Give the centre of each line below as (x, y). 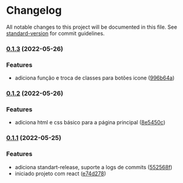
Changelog (34, 10)
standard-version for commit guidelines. (55, 33)
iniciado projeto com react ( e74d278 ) (60, 173)
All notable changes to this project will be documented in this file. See (92, 27)
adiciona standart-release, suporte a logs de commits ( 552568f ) (94, 167)
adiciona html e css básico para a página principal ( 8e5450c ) (90, 123)
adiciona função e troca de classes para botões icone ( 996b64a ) (94, 78)
